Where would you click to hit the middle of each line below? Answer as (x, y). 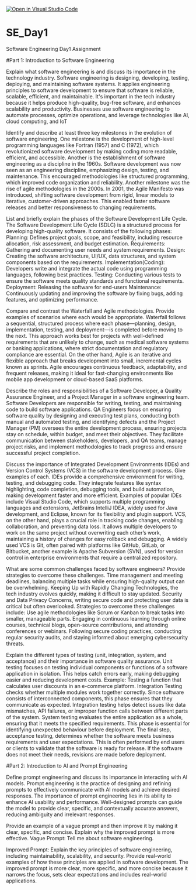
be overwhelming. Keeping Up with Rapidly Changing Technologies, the (92, 587)
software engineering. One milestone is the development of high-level (90, 139)
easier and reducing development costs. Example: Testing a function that (94, 680)
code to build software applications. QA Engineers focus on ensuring (89, 409)
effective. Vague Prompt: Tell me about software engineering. (80, 838)
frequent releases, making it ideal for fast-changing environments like (90, 373)
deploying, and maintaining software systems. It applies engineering (88, 84)
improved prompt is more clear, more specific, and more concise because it (97, 868)
